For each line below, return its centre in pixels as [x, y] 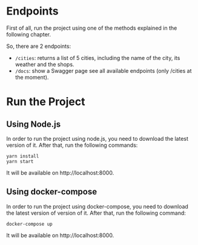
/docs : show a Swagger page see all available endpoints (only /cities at [103, 70]
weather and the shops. [45, 64]
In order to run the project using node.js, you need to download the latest [97, 138]
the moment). [32, 77]
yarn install [23, 156]
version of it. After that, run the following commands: [72, 145]
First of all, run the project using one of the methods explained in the [92, 28]
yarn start [20, 161]
